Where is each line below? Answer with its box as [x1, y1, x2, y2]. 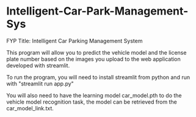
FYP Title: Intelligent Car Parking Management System [6, 37, 143, 44]
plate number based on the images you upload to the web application [6, 55, 181, 62]
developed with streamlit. [6, 62, 70, 69]
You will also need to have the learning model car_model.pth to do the [6, 92, 182, 99]
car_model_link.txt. [6, 104, 54, 112]
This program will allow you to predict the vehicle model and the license [6, 48, 187, 56]
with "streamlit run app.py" [6, 80, 74, 87]
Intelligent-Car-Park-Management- [6, 4, 189, 18]
